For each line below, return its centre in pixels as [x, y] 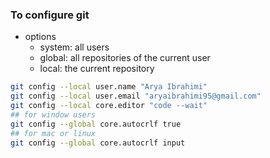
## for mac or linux [53, 133]
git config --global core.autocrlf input [98, 143]
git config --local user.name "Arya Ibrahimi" [109, 87]
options [40, 37]
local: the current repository [97, 69]
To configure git [50, 15]
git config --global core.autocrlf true [96, 124]
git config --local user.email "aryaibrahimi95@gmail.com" [136, 96]
